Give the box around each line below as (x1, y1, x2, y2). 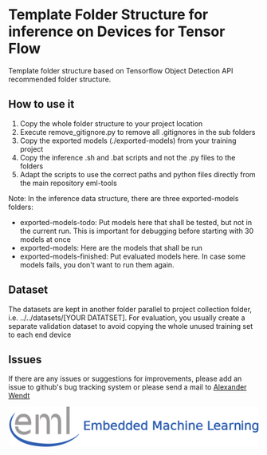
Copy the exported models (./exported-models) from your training (19, 136, 237, 145)
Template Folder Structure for (8, 6, 209, 24)
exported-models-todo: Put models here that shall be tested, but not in (19, 217, 253, 227)
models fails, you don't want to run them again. (19, 259, 175, 269)
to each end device (8, 330, 72, 339)
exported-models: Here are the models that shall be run (19, 243, 203, 252)
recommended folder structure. (8, 74, 112, 84)
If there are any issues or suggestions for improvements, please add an (8, 374, 242, 384)
